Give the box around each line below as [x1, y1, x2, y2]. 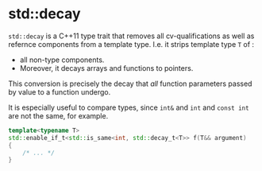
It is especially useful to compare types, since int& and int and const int [8, 103, 249, 112]
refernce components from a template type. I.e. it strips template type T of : [8, 39, 255, 49]
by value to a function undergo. [8, 87, 111, 96]
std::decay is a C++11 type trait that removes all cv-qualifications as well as [8, 31, 255, 41]
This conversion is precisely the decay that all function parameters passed [8, 79, 252, 88]
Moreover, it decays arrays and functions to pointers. [19, 63, 194, 72]
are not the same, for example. [8, 111, 109, 120]
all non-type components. [19, 55, 105, 64]
